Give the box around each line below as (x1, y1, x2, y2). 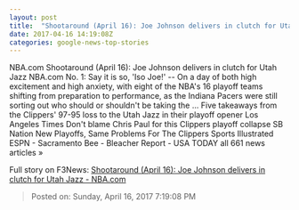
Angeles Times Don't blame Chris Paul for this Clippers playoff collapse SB (9, 119, 283, 130)
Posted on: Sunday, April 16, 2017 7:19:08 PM (30, 191, 197, 202)
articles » (9, 148, 44, 158)
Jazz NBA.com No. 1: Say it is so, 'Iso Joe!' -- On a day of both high (9, 72, 257, 83)
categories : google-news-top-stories (9, 37, 149, 47)
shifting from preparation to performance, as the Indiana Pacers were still (9, 91, 278, 101)
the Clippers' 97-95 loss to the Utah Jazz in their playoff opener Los (9, 109, 259, 120)
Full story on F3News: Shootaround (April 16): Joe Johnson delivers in (9, 165, 266, 175)
